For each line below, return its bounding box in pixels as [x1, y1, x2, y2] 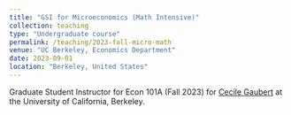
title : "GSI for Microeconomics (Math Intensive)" [9, 12, 200, 22]
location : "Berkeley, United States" [9, 63, 149, 72]
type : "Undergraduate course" [9, 29, 121, 38]
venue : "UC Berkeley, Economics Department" [9, 46, 176, 55]
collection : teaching [9, 21, 89, 30]
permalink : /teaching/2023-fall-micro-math [9, 37, 172, 47]
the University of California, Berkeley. [9, 96, 145, 106]
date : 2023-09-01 [9, 54, 73, 63]
